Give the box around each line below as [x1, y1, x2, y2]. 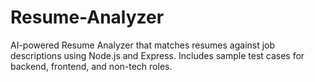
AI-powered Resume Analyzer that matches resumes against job [10, 39, 276, 51]
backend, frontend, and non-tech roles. [10, 60, 173, 72]
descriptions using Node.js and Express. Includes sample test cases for [10, 49, 305, 61]
